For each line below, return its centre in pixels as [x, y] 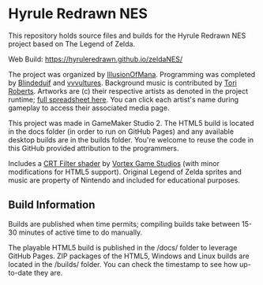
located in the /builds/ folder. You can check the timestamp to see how [123, 264]
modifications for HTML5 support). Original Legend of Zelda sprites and [125, 172]
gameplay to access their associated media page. [89, 108]
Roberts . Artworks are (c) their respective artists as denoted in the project [128, 91]
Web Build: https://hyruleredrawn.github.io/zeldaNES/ [96, 59]
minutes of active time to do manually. [81, 232]
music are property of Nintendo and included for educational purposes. [124, 180]
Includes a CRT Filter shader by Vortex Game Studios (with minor [114, 163]
